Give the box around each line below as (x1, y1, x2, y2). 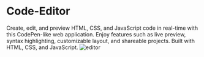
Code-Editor (6, 4, 70, 18)
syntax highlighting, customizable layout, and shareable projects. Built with (6, 37, 195, 44)
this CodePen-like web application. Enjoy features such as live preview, (6, 30, 186, 38)
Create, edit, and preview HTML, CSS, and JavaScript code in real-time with (6, 24, 198, 32)
